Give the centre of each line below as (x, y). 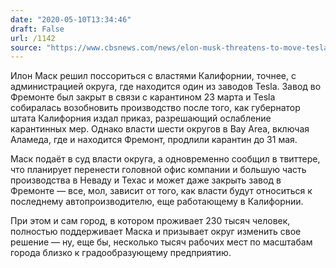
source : (26, 47)
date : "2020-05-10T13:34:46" (71, 19)
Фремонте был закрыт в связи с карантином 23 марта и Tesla (143, 97)
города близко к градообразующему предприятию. (121, 253)
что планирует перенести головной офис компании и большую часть (158, 170)
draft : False (37, 29)
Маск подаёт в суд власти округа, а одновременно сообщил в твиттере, (165, 159)
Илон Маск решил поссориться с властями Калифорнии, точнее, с (153, 76)
